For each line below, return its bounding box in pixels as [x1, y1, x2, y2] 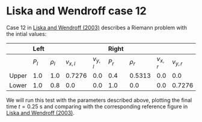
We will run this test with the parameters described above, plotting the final [6, 97, 192, 104]
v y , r [172, 57, 183, 67]
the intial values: [6, 30, 47, 37]
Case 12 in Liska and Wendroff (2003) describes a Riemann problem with [6, 24, 188, 31]
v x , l [66, 57, 76, 67]
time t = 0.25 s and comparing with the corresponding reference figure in [6, 103, 188, 110]
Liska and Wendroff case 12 [6, 4, 147, 18]
